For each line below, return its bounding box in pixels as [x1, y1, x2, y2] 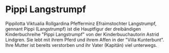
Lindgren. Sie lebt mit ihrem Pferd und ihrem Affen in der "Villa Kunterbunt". [5, 37, 164, 43]
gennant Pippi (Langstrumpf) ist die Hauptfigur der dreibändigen [5, 25, 141, 32]
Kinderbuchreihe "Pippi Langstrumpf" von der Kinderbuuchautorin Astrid [5, 31, 159, 37]
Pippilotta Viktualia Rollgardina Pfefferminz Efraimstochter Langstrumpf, [5, 20, 157, 26]
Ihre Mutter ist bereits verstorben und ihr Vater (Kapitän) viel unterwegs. [5, 42, 157, 48]
